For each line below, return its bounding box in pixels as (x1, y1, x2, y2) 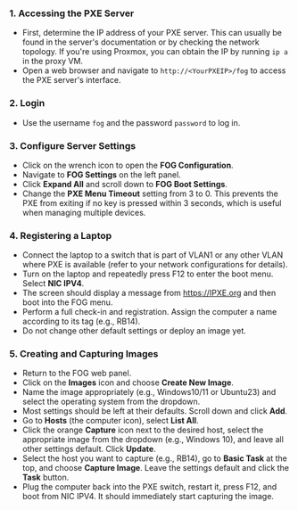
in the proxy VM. (21, 56, 83, 67)
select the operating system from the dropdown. (21, 396, 201, 407)
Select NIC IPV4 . (21, 278, 85, 289)
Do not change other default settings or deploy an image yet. (21, 325, 247, 336)
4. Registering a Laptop (9, 229, 112, 242)
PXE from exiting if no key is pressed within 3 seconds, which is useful (21, 197, 282, 208)
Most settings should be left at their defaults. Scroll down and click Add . (21, 406, 288, 416)
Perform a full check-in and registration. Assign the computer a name (21, 307, 277, 317)
